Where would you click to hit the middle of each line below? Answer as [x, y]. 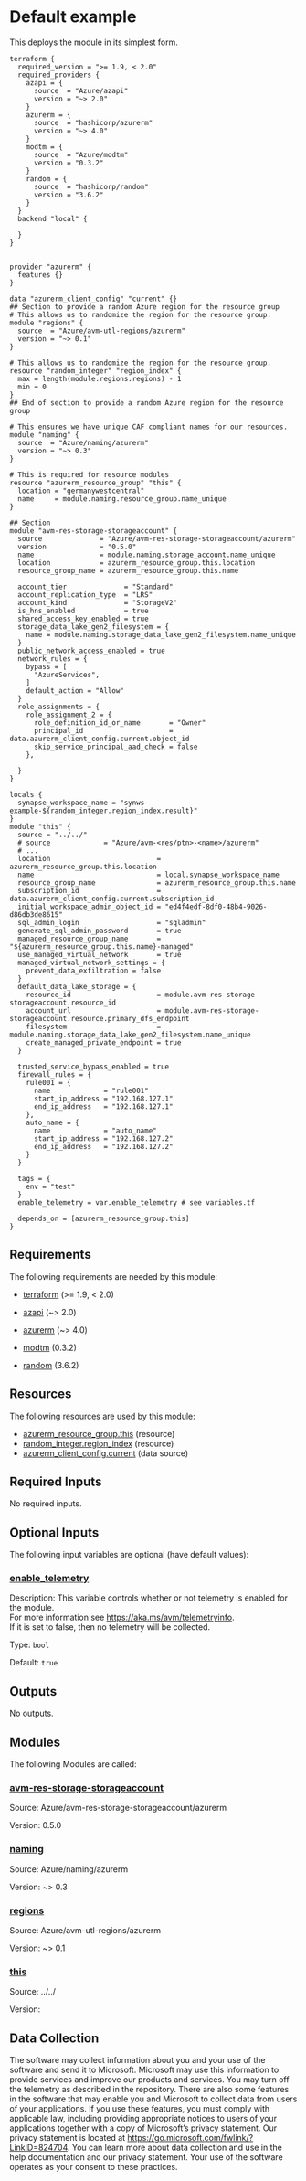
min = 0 [32, 387]
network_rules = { [53, 659]
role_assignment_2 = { [69, 715]
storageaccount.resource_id [63, 1003]
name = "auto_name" [95, 1131]
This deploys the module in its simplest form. [94, 42]
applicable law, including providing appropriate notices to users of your [143, 2119]
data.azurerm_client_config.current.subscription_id [112, 899]
